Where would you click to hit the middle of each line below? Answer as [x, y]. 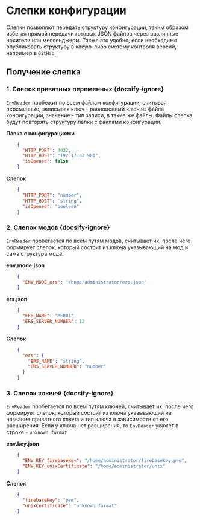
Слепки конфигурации [66, 11]
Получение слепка [44, 72]
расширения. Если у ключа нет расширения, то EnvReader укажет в [92, 426]
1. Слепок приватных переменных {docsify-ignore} [85, 89]
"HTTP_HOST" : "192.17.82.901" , [61, 156]
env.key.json [23, 444]
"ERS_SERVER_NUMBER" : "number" [67, 366]
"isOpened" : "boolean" [51, 206]
